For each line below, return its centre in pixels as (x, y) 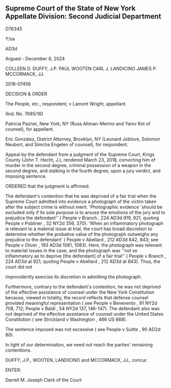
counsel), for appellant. (30, 129)
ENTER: (13, 370)
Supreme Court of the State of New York (70, 8)
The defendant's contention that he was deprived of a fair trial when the (81, 196)
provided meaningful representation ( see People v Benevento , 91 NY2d (81, 303)
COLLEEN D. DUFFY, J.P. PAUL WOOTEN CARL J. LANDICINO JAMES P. (81, 68)
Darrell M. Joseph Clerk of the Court (44, 380)
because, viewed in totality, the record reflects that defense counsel (77, 297)
